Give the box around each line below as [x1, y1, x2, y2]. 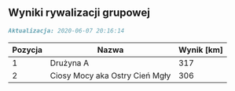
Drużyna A [50, 58, 89, 68]
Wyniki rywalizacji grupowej [8, 6, 151, 19]
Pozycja [12, 44, 43, 55]
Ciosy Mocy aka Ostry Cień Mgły [50, 70, 171, 81]
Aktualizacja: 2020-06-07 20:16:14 [8, 26, 125, 34]
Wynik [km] [178, 44, 224, 55]
